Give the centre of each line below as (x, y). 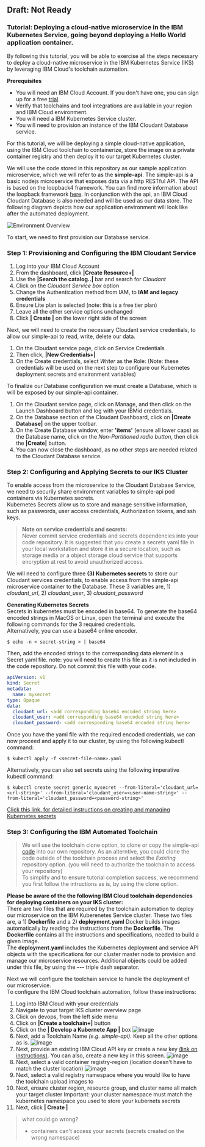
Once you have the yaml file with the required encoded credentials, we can (101, 735)
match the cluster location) (49, 1069)
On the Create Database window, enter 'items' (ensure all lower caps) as (107, 430)
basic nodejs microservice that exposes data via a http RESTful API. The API (103, 181)
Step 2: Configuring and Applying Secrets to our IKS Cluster (97, 472)
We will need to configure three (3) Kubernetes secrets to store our (92, 573)
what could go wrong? (50, 1120)
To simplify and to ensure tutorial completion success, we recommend (110, 877)
